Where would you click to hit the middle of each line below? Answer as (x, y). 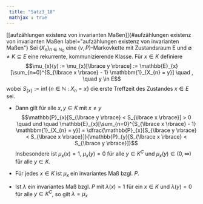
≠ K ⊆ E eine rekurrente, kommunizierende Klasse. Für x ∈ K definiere (95, 56)
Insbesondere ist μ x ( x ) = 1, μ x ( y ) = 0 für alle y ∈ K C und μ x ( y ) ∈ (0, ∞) (103, 154)
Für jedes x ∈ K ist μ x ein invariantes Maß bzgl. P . (77, 174)
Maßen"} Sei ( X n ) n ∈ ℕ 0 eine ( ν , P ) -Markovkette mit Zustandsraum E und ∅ (99, 48)
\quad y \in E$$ (102, 79)
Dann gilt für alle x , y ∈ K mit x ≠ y (58, 108)
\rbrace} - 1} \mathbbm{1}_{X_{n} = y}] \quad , (136, 72)
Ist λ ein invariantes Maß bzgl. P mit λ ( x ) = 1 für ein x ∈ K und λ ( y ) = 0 (103, 186)
